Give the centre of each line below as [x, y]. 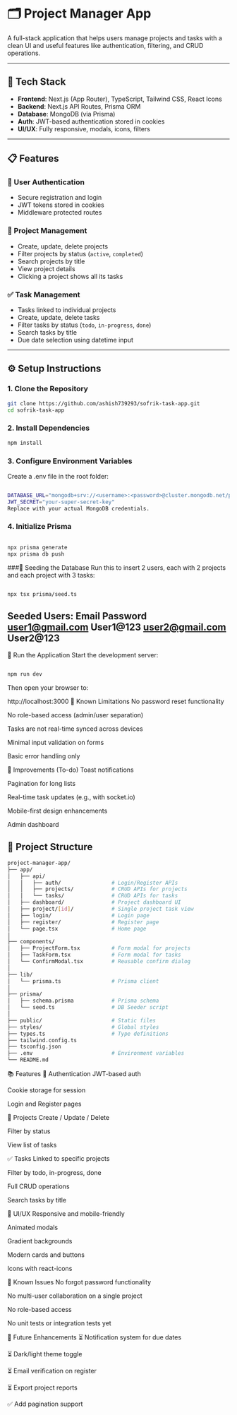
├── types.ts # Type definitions [88, 1034]
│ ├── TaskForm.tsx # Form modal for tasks [94, 955]
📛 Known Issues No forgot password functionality [79, 1282]
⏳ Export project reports [42, 1387]
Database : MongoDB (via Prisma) [66, 114]
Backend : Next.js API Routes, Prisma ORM [79, 106]
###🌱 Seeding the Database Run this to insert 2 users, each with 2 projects [117, 567]
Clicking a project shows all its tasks [70, 276]
